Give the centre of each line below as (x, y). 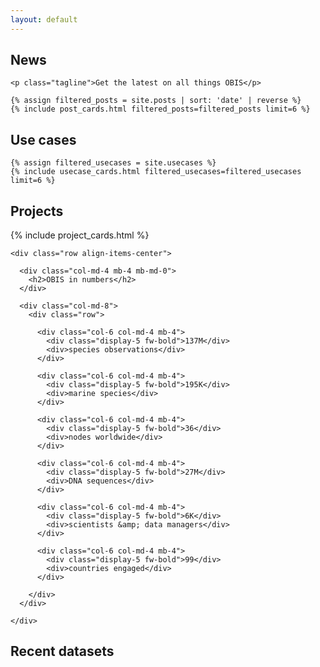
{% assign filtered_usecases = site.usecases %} (113, 163)
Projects (37, 211)
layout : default (44, 19)
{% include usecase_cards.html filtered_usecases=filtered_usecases (156, 172)
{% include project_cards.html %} (80, 235)
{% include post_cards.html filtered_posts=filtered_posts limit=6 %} (160, 109)
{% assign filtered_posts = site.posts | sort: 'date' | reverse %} (156, 101)
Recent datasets (62, 651)
